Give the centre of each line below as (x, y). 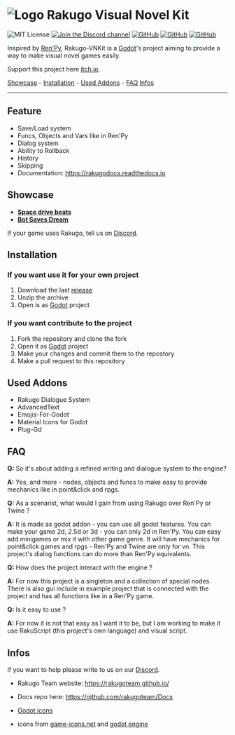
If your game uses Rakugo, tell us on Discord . (73, 233)
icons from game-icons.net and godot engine (83, 724)
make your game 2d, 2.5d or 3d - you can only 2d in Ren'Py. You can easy (114, 532)
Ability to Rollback (43, 150)
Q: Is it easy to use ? (37, 609)
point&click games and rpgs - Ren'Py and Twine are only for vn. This (106, 546)
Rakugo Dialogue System (54, 400)
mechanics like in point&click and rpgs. (64, 490)
